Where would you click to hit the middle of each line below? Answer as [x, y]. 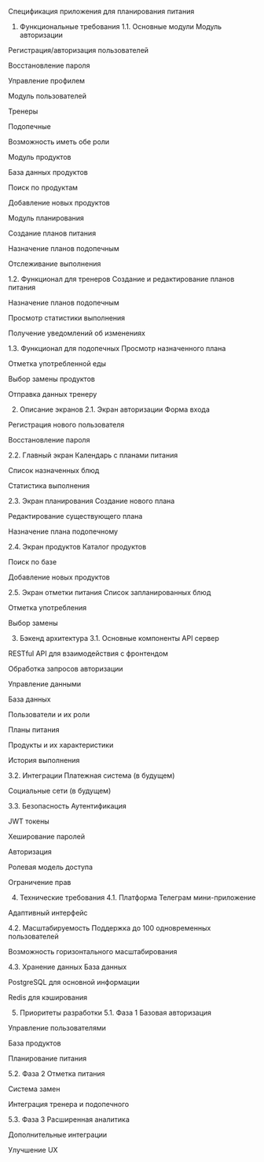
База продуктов [35, 1043]
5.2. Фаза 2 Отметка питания [57, 1073]
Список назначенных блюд [54, 470]
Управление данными [45, 684]
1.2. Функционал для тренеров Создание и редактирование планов [121, 279]
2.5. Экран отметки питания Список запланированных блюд [110, 592]
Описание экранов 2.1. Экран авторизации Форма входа [114, 409]
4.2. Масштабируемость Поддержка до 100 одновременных [110, 928]
